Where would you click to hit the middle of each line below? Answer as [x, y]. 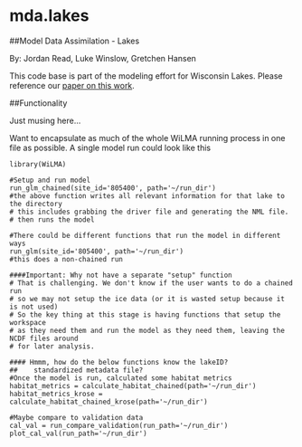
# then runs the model [52, 219]
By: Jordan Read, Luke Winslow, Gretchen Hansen [103, 58]
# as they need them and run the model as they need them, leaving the [147, 330]
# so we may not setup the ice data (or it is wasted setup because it [147, 299]
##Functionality [38, 103]
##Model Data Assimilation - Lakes [75, 41]
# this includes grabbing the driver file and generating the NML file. [149, 212]
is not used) [34, 307]
